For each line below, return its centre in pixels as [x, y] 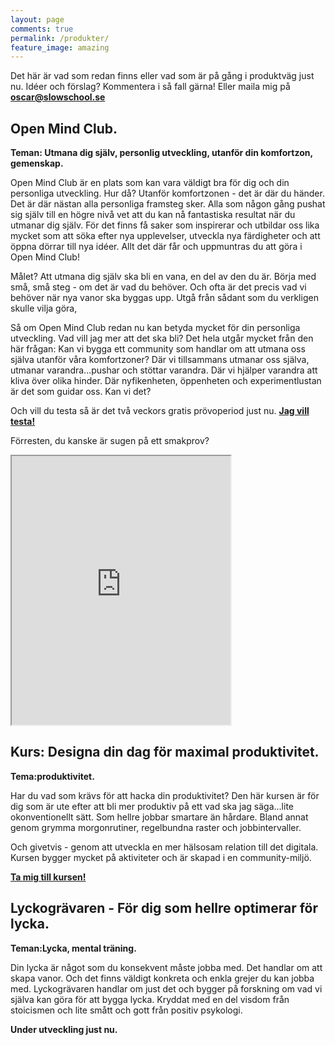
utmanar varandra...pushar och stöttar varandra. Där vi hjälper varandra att [164, 370]
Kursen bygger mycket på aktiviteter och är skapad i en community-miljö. [161, 857]
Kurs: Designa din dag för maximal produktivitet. [165, 752]
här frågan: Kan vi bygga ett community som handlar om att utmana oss [158, 349]
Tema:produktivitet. [52, 776]
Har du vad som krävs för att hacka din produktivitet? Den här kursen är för [165, 795]
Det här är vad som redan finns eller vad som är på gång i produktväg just [162, 76]
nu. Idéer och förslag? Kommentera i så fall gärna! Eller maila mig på [150, 87]
